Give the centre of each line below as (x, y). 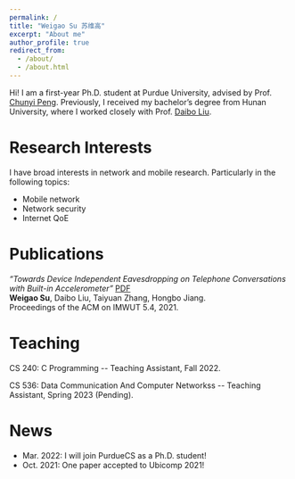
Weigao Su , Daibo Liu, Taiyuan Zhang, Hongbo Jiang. (108, 297)
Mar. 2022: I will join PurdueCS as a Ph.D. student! (114, 455)
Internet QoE (45, 218)
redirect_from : (37, 51)
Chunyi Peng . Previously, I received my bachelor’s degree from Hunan (138, 102)
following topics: (39, 182)
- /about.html (43, 68)
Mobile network (51, 199)
